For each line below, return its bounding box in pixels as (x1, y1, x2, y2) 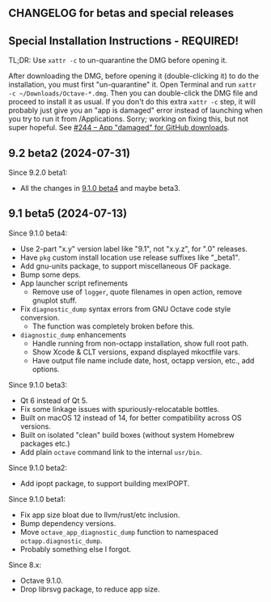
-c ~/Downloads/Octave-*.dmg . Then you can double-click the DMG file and (8, 88, 258, 98)
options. (32, 364, 60, 374)
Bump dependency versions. (19, 518, 116, 528)
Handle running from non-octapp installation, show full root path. (32, 338, 249, 348)
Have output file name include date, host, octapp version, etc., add (32, 355, 255, 365)
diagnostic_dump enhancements (19, 329, 127, 339)
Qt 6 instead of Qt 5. (19, 396, 88, 405)
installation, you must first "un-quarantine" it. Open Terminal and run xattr (8, 80, 256, 90)
